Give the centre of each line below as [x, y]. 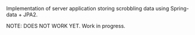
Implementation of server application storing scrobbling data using [88, 8]
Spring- [180, 8]
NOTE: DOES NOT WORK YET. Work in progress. [66, 26]
